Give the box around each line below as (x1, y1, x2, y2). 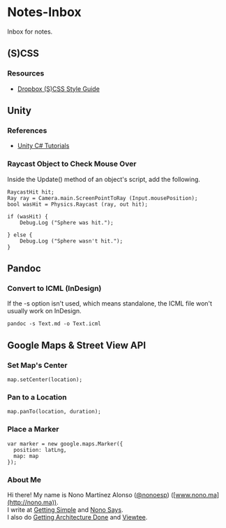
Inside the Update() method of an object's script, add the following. (7, 175, 201, 183)
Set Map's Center (7, 360, 68, 370)
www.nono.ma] (175, 490, 220, 499)
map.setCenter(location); (7, 376, 82, 383)
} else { (7, 231, 33, 238)
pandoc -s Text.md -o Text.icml (7, 320, 101, 327)
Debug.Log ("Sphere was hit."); (20, 219, 114, 226)
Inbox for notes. (7, 27, 53, 36)
